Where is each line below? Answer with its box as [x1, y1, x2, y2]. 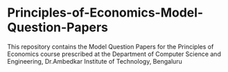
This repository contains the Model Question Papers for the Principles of [7, 42, 214, 51]
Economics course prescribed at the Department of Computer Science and [7, 50, 222, 58]
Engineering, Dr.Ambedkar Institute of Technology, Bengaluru [7, 57, 182, 65]
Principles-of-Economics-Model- [7, 5, 204, 21]
